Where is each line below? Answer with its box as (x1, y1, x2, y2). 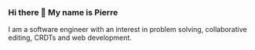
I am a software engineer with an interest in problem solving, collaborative (8, 25, 247, 34)
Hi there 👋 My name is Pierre (8, 7, 118, 18)
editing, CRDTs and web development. (8, 33, 132, 42)
